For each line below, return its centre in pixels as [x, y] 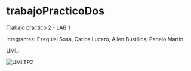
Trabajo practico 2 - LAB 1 [38, 27]
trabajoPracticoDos [55, 11]
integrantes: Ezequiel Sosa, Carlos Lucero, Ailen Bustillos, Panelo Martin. [95, 39]
